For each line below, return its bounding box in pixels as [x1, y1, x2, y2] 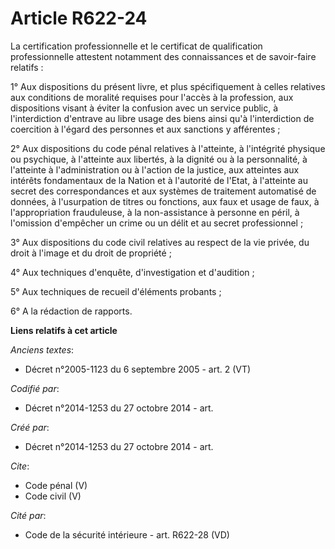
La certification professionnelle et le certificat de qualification [10, 40, 263, 52]
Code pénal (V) [24, 479, 88, 491]
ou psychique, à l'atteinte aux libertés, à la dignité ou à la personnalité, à [10, 153, 308, 165]
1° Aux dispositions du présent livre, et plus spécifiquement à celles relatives [10, 80, 326, 92]
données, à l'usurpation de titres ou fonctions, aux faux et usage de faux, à [10, 195, 320, 207]
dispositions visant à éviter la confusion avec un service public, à [10, 102, 279, 114]
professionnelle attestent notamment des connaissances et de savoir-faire [10, 50, 317, 62]
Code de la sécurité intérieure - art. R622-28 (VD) [24, 528, 230, 541]
